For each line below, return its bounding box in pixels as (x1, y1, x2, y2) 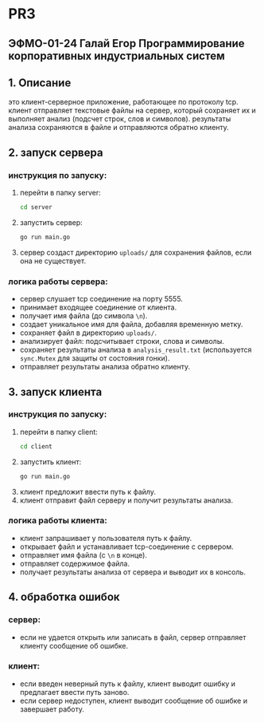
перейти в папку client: (19, 427, 98, 436)
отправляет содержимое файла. (19, 558, 130, 568)
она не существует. (19, 256, 86, 266)
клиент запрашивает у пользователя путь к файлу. (19, 533, 192, 542)
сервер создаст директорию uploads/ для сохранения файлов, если (19, 247, 252, 257)
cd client (19, 442, 53, 451)
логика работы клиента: (8, 515, 107, 527)
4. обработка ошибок (8, 590, 121, 604)
